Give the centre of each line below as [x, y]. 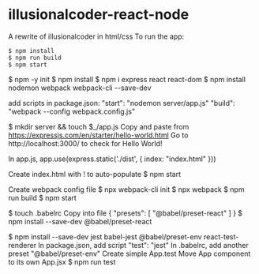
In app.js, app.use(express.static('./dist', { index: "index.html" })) [112, 159]
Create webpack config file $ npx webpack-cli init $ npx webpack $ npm [126, 189]
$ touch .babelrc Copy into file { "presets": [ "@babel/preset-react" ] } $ [126, 213]
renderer [23, 245]
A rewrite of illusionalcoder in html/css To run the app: [96, 36]
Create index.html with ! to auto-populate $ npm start [95, 174]
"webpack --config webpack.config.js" [72, 111]
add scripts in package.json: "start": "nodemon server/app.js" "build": [122, 103]
